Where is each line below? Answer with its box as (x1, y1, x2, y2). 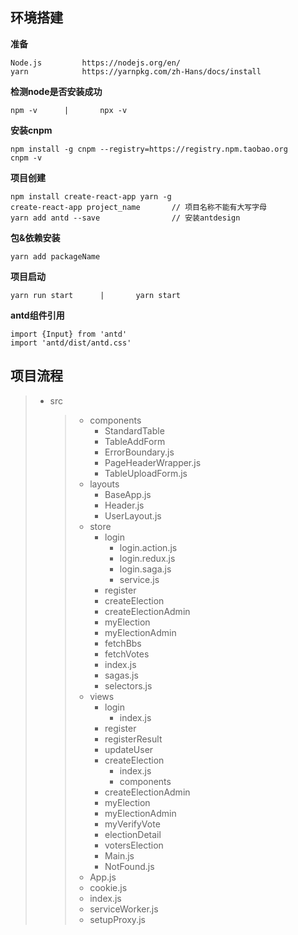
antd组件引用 (10, 309, 65, 321)
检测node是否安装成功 (10, 85, 103, 97)
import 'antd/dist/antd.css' (10, 338, 132, 348)
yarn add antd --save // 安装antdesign (10, 213, 241, 223)
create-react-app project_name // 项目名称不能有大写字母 (10, 202, 267, 212)
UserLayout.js (104, 509, 162, 522)
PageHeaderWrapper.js (104, 456, 202, 468)
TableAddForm (104, 435, 166, 447)
